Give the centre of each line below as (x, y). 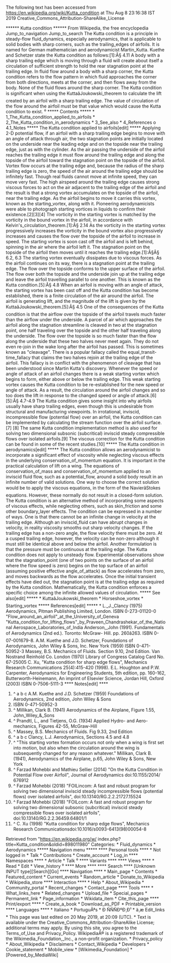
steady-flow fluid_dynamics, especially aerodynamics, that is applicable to (83, 39)
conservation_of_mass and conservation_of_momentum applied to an (78, 471)
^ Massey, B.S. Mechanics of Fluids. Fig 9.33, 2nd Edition (73, 732)
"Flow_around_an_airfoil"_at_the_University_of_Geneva (62, 617)
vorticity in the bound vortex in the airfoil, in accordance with (70, 220)
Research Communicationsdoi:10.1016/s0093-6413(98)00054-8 (80, 829)
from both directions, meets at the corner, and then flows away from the (81, 82)
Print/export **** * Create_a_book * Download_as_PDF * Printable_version (83, 904)
